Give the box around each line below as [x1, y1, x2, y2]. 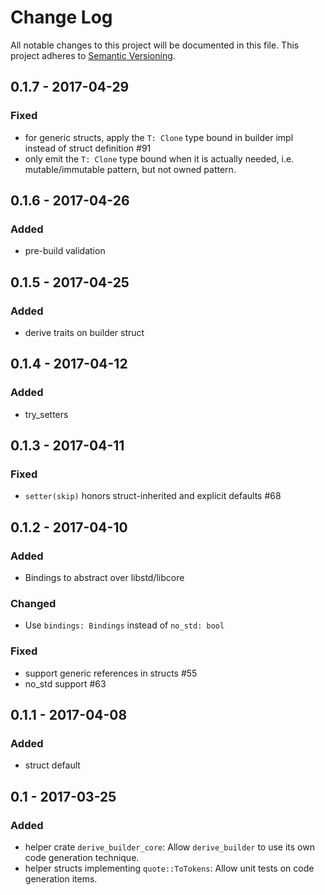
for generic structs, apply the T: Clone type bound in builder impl [24, 131, 294, 143]
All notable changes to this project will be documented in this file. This [10, 39, 300, 51]
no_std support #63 [24, 677, 107, 690]
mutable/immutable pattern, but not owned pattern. [24, 163, 237, 175]
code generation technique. [24, 852, 140, 864]
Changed [10, 596, 57, 610]
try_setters [24, 408, 69, 420]
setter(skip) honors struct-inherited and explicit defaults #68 [24, 490, 282, 502]
